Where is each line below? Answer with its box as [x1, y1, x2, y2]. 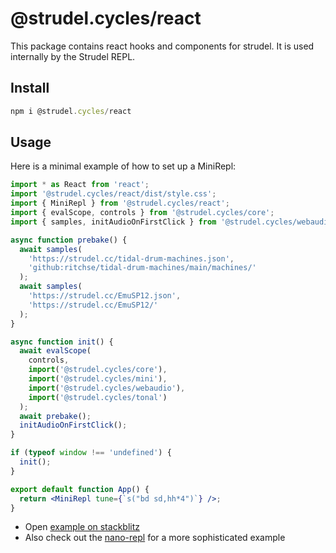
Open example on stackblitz [24, 521, 140, 533]
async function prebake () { [10, 235, 128, 245]
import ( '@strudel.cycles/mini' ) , [28, 374, 168, 384]
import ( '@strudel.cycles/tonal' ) [28, 392, 168, 402]
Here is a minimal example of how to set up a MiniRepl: [10, 160, 237, 172]
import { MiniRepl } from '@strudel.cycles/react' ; [10, 198, 230, 209]
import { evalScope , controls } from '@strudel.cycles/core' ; [10, 208, 275, 218]
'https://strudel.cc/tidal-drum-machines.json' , [28, 253, 235, 264]
